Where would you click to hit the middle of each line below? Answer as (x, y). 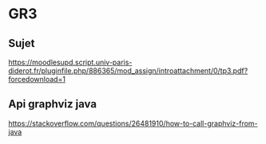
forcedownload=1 (37, 79)
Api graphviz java (53, 104)
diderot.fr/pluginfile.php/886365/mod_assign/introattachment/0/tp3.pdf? (128, 71)
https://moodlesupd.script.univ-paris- (70, 62)
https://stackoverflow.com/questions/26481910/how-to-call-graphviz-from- (133, 123)
